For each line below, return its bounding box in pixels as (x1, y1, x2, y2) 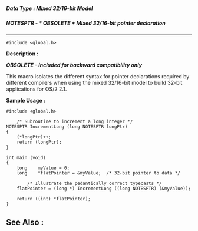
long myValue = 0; (16, 165, 70, 171)
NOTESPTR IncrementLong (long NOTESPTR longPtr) (6, 124, 128, 130)
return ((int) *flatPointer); (16, 196, 91, 202)
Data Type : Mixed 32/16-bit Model (6, 5, 93, 12)
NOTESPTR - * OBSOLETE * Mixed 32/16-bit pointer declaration (6, 19, 166, 27)
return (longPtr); (16, 139, 62, 146)
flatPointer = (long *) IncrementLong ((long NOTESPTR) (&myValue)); (16, 186, 192, 192)
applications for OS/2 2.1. (6, 85, 67, 93)
